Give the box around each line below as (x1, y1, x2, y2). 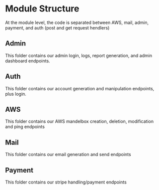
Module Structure (5, 3, 79, 14)
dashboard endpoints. (5, 58, 51, 64)
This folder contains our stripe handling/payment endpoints (5, 179, 127, 185)
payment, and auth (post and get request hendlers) (5, 24, 110, 30)
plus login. (5, 91, 26, 97)
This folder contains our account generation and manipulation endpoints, (5, 85, 155, 91)
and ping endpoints (5, 124, 45, 130)
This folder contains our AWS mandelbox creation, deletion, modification (5, 118, 154, 125)
